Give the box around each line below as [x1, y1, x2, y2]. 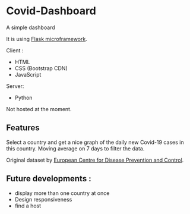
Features [6, 123, 40, 133]
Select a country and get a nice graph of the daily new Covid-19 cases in [6, 139, 184, 146]
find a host [14, 202, 42, 209]
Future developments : [6, 174, 91, 184]
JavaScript [14, 71, 42, 78]
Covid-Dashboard [6, 4, 96, 18]
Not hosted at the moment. [6, 105, 72, 112]
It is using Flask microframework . [6, 35, 87, 42]
